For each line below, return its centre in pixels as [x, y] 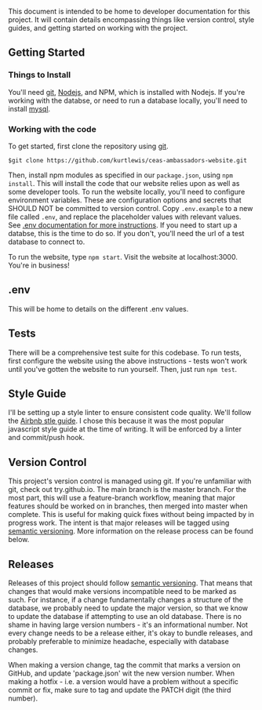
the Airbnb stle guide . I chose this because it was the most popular [116, 421]
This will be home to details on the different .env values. [98, 308]
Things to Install [40, 75]
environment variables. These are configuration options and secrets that [125, 200]
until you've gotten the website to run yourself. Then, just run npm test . [123, 369]
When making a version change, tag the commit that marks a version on [124, 665]
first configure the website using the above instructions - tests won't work [127, 361]
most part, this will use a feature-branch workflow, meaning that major [122, 498]
